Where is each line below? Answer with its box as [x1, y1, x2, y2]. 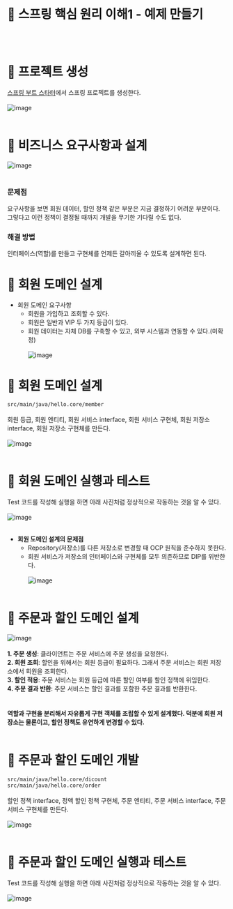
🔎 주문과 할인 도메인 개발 [7, 752, 139, 768]
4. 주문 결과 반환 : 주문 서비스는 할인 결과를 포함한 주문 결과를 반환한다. [7, 684, 198, 693]
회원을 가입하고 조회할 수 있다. [27, 310, 110, 318]
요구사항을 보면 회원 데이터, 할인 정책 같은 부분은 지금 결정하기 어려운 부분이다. [7, 204, 220, 213]
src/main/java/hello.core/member [7, 401, 104, 408]
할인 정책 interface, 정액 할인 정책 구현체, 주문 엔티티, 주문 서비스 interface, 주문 [7, 796, 226, 804]
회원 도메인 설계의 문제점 [17, 535, 84, 543]
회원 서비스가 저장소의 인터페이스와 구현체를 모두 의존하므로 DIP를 [27, 553, 207, 561]
